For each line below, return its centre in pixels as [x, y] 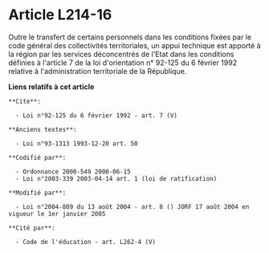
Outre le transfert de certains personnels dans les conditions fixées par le [130, 37]
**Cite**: [25, 101]
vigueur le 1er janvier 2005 [57, 214]
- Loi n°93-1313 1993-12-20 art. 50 [77, 143]
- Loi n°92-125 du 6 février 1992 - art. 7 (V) [97, 115]
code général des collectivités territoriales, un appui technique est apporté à [134, 45]
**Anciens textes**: [43, 129]
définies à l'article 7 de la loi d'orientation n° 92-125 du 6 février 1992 [123, 63]
